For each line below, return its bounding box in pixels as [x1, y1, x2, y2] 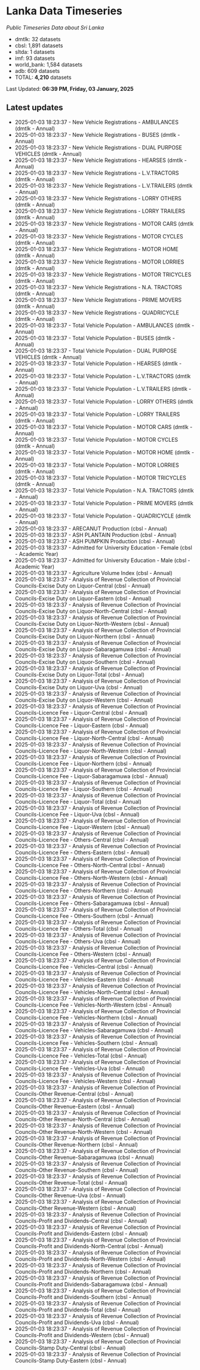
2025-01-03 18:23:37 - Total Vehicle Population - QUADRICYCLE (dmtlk [14, 512, 191, 519]
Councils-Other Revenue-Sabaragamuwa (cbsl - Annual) [14, 1154, 155, 1161]
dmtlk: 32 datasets [14, 35, 61, 42]
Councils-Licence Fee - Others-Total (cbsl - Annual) [14, 925, 143, 932]
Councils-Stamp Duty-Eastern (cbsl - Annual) [14, 1357, 127, 1364]
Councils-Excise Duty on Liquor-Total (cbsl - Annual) [14, 671, 145, 678]
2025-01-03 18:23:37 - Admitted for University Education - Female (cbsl [14, 544, 192, 551]
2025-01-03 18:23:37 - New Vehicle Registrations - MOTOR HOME [14, 245, 179, 252]
